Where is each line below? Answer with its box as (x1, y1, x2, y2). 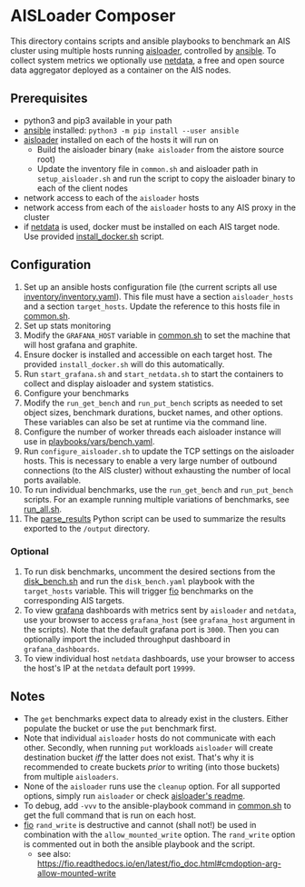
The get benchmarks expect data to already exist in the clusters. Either (23, 713, 289, 723)
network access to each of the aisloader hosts (23, 192, 200, 203)
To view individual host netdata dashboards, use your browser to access (23, 653, 296, 663)
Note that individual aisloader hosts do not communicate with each (23, 733, 276, 743)
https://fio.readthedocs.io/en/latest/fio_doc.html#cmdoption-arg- (36, 858, 282, 869)
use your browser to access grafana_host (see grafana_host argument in (23, 614, 296, 625)
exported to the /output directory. (23, 523, 151, 533)
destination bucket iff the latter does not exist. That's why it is (23, 752, 255, 762)
